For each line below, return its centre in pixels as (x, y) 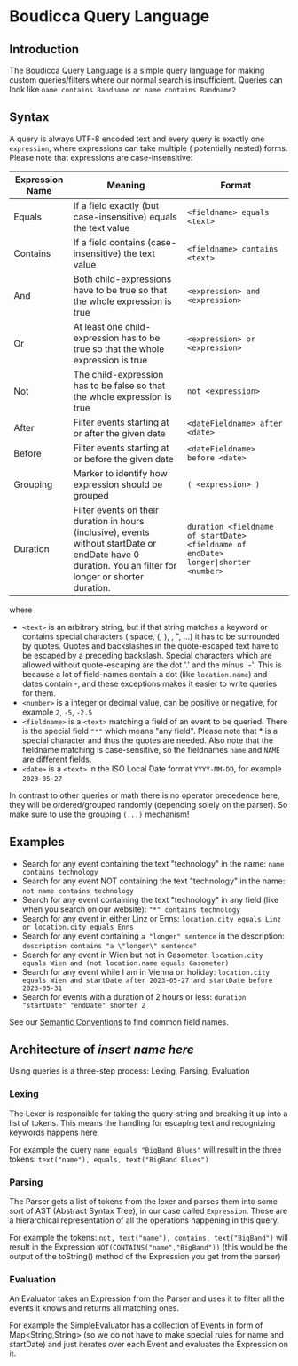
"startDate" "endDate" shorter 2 (84, 1005)
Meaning (126, 185)
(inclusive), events (111, 532)
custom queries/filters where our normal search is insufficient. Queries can (146, 80)
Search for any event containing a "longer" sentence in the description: (153, 936)
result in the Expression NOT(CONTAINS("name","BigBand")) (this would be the (149, 1247)
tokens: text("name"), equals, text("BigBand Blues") (109, 1159)
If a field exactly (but (116, 205)
